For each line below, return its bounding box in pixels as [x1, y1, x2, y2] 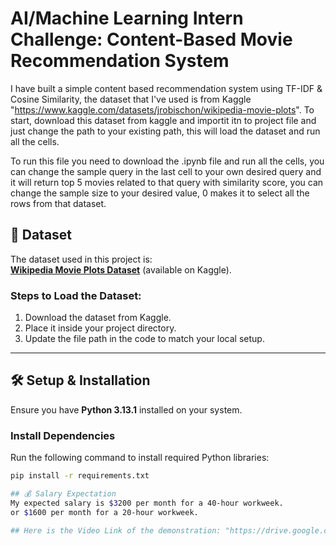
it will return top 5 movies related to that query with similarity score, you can [10, 176, 324, 188]
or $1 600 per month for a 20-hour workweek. [10, 507, 199, 517]
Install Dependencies [10, 428, 116, 442]
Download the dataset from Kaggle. [24, 312, 172, 324]
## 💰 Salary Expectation [10, 489, 117, 499]
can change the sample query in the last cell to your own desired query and [10, 165, 322, 177]
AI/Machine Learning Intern [10, 7, 244, 30]
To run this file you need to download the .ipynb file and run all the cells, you [10, 155, 325, 167]
